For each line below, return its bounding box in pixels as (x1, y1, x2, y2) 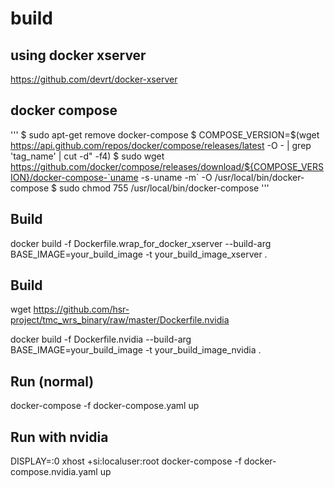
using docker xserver (10, 47, 147, 64)
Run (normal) (10, 373, 95, 390)
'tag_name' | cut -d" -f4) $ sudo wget (10, 150, 165, 162)
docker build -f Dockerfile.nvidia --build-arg (10, 333, 192, 346)
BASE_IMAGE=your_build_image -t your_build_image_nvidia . (10, 344, 262, 356)
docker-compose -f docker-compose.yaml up (10, 400, 200, 412)
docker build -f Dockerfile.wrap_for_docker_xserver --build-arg (10, 237, 272, 249)
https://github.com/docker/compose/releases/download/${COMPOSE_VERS (10, 160, 324, 172)
